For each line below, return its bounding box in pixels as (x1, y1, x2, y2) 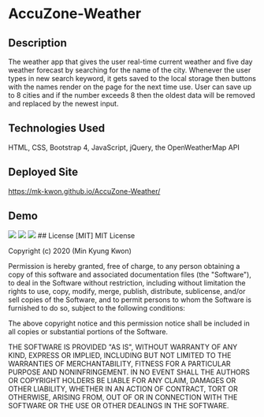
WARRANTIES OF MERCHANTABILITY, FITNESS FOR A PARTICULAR (8, 359, 231, 369)
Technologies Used (8, 121, 105, 135)
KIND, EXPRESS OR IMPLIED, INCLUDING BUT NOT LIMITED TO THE (8, 351, 232, 360)
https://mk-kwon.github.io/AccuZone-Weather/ (8, 186, 161, 195)
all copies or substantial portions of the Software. (8, 327, 168, 337)
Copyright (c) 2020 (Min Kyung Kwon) (8, 246, 132, 256)
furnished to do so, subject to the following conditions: (8, 303, 185, 313)
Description (8, 36, 67, 50)
